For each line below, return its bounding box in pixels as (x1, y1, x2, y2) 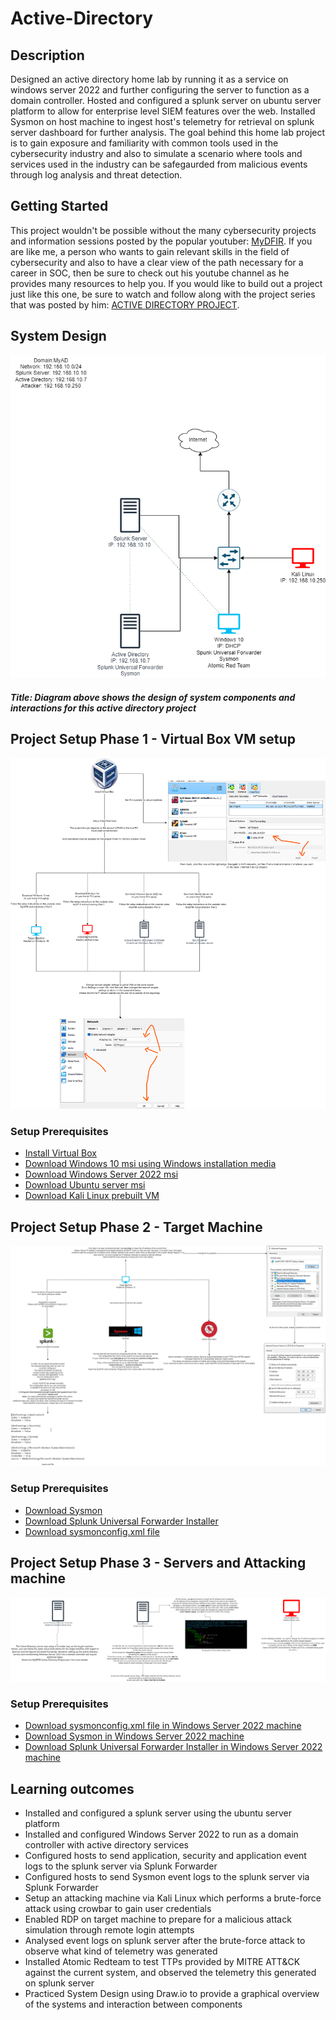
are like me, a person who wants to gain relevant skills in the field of (10, 245, 290, 257)
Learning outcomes (10, 1780, 135, 1797)
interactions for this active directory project (10, 702, 197, 714)
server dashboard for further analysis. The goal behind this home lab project (10, 127, 326, 138)
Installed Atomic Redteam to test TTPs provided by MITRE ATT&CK (24, 1956, 301, 1967)
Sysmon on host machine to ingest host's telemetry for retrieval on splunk (10, 116, 315, 127)
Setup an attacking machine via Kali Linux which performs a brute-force (24, 1892, 322, 1904)
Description (10, 47, 85, 64)
